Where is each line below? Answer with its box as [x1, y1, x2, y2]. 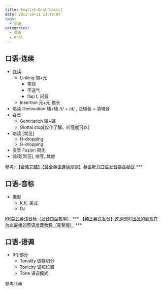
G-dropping [19, 141, 43, 147]
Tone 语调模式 [19, 270, 49, 276]
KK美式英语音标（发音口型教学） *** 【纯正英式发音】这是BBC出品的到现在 [5, 216, 159, 222]
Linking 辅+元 [19, 75, 48, 81]
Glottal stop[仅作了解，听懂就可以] [19, 124, 90, 130]
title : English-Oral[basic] [5, 7, 63, 12]
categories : [5, 26, 30, 31]
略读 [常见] [12, 130, 34, 136]
